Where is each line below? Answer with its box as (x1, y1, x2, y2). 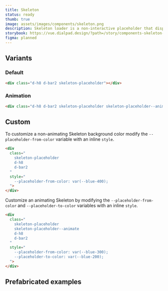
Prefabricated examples (5, 277, 81, 286)
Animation (5, 92, 31, 100)
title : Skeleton (5, 7, 39, 13)
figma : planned (5, 36, 37, 41)
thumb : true (5, 17, 30, 22)
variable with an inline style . (55, 136, 114, 142)
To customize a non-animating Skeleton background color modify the (5, 131, 148, 137)
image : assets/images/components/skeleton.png (5, 21, 104, 27)
